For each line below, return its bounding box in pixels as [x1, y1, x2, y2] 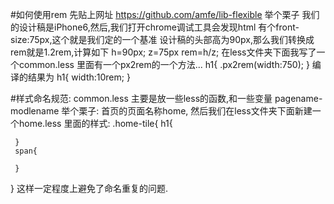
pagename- [274, 93, 323, 104]
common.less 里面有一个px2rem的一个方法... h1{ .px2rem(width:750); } [18, 59, 310, 70]
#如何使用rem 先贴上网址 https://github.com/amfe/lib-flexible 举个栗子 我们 [10, 9, 320, 20]
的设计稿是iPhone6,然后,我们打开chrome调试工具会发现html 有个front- [10, 21, 300, 33]
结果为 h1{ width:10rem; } [27, 71, 131, 83]
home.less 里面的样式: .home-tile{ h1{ [18, 118, 173, 129]
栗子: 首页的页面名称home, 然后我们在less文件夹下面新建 [78, 105, 313, 117]
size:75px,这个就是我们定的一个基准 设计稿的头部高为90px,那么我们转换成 [10, 34, 315, 45]
